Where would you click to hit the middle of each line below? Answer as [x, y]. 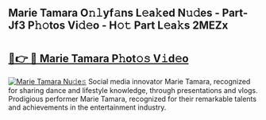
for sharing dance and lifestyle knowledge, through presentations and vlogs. [133, 90]
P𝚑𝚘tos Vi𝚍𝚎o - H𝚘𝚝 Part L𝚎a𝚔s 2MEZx [128, 26]
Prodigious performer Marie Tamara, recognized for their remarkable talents [132, 99]
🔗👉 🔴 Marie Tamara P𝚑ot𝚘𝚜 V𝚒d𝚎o [98, 58]
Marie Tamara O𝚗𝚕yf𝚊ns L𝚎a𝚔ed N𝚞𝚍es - [114, 13]
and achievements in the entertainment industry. [87, 107]
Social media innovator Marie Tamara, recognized [170, 81]
